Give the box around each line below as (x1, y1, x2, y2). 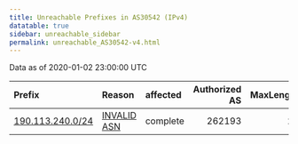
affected (145, 89, 182, 101)
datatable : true (9, 21, 69, 30)
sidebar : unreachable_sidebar (9, 29, 122, 38)
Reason (101, 89, 135, 101)
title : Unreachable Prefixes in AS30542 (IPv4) (9, 12, 189, 22)
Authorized (192, 84, 242, 96)
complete (145, 115, 184, 127)
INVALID (101, 109, 137, 122)
